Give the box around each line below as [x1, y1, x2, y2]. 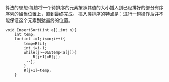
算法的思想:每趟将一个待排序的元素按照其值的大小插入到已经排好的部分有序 [5, 5, 164, 10]
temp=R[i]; [24, 41, 47, 46]
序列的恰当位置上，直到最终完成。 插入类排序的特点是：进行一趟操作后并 [5, 11, 159, 17]
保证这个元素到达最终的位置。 [9, 17, 73, 23]
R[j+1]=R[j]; [32, 54, 60, 59]
